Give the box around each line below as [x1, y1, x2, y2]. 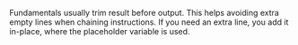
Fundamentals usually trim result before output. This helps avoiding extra [9, 8, 280, 18]
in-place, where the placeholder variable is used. [9, 26, 190, 36]
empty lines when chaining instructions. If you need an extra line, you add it [9, 17, 289, 27]
